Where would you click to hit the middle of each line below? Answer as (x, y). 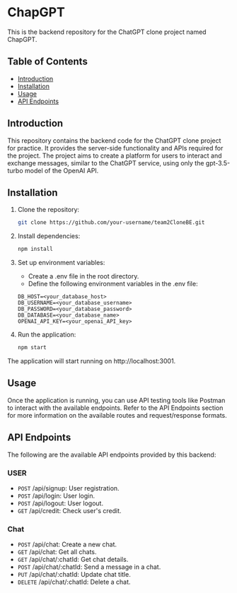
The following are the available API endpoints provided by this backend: (112, 454)
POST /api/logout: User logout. (60, 503)
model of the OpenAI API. (62, 170)
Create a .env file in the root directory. (83, 276)
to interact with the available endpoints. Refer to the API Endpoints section (115, 408)
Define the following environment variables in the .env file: (113, 284)
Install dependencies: (49, 236)
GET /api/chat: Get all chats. (57, 552)
